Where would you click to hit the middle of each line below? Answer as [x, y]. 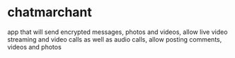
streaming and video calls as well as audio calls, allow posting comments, [115, 39]
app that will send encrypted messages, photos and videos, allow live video [117, 32]
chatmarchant [50, 12]
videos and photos [34, 47]
